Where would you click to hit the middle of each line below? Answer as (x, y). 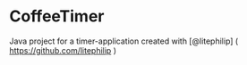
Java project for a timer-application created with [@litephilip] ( (124, 41)
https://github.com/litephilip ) (63, 50)
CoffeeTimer (57, 16)
